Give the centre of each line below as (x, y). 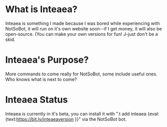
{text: (11, 119)
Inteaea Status (37, 100)
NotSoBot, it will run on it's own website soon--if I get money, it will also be (84, 28)
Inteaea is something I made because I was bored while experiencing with (82, 23)
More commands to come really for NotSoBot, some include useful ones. (81, 74)
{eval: (154, 114)
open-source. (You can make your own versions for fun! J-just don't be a (82, 34)
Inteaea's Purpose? (47, 60)
